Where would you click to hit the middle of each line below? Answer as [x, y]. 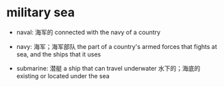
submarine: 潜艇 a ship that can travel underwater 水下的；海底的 [108, 68]
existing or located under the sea [63, 75]
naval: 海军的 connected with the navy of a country [88, 32]
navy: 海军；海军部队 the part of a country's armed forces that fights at [116, 46]
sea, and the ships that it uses [59, 54]
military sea [41, 13]
